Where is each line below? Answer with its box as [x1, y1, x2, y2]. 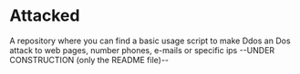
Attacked [9, 5, 80, 26]
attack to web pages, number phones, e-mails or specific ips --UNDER [9, 44, 275, 55]
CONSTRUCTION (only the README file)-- [9, 54, 170, 65]
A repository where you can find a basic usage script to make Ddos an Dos [9, 35, 291, 46]
